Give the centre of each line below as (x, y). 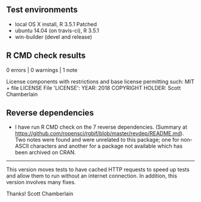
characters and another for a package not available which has (106, 146)
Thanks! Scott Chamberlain (40, 194)
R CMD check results (46, 56)
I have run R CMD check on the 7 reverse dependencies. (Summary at (101, 127)
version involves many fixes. (41, 182)
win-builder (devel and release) (54, 37)
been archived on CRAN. (45, 153)
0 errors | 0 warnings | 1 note (42, 70)
